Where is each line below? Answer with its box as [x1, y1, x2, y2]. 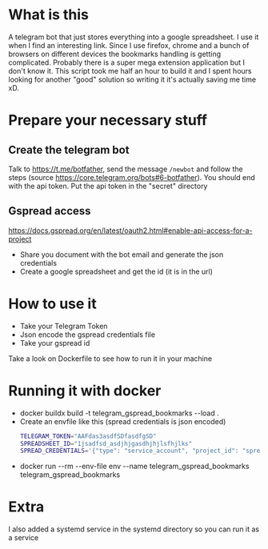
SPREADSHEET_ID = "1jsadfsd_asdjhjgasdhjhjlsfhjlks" [19, 439, 193, 447]
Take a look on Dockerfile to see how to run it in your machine [8, 354, 213, 363]
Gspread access [8, 204, 91, 218]
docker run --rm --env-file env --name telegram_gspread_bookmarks [19, 462, 250, 471]
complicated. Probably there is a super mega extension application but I [8, 58, 246, 67]
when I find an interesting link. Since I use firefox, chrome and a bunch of [8, 40, 250, 50]
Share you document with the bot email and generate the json [19, 250, 224, 259]
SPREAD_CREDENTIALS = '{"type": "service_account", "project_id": [19, 447, 239, 455]
